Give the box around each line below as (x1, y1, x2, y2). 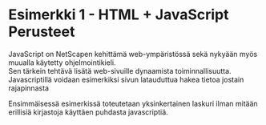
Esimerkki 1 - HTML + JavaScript (8, 6, 230, 24)
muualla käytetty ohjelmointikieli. (8, 58, 116, 67)
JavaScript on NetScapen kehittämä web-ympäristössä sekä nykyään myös (8, 49, 258, 58)
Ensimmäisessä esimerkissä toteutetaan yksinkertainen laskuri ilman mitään (8, 99, 258, 108)
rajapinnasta (8, 83, 50, 93)
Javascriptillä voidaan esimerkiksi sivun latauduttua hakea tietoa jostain (8, 75, 244, 84)
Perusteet (8, 22, 75, 41)
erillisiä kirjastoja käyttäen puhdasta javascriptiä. (8, 107, 168, 117)
